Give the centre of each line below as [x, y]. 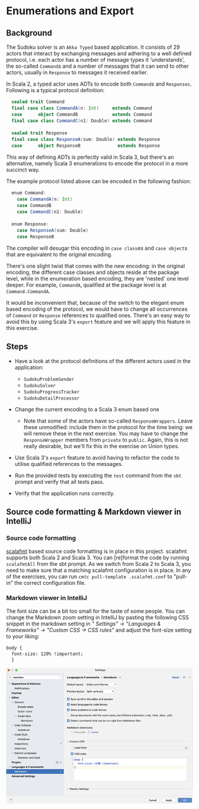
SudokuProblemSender [49, 379]
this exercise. [22, 328]
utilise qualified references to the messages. [69, 464]
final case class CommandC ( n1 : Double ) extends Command [82, 121]
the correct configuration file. [50, 583]
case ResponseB [36, 237]
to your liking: [23, 636]
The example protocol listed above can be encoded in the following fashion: [99, 181]
